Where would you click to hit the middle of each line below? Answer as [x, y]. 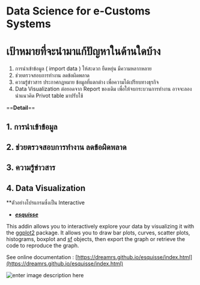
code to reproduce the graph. [43, 246]
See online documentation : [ [42, 257]
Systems [29, 24]
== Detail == [21, 108]
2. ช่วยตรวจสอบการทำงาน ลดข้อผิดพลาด [67, 147]
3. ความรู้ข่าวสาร [31, 168]
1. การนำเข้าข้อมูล [32, 127]
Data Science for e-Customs [78, 11]
